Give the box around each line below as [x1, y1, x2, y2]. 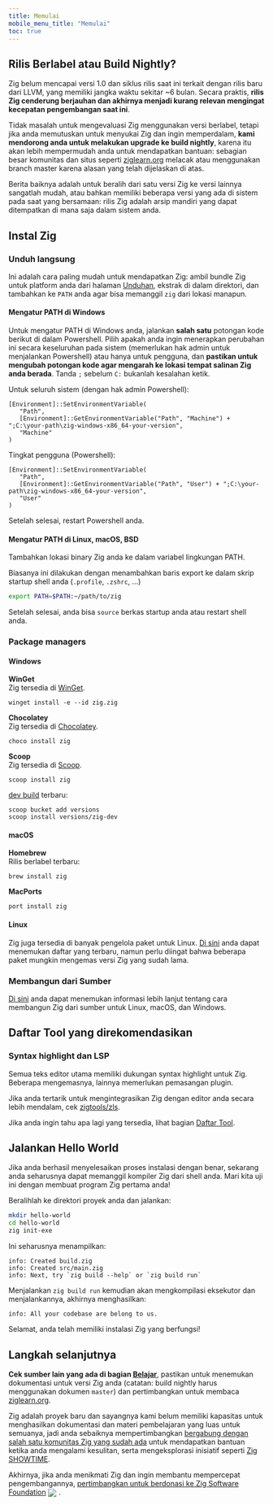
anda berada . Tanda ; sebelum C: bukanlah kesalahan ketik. [8, 369, 210, 379]
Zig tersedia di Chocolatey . [8, 721, 98, 732]
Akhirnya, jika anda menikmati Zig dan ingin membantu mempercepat [8, 1469, 241, 1480]
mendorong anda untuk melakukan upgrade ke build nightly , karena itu [8, 137, 252, 147]
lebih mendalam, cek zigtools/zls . [8, 1102, 120, 1111]
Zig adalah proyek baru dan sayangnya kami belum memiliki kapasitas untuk [8, 1411, 263, 1420]
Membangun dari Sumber [8, 975, 112, 986]
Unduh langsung [8, 253, 76, 264]
